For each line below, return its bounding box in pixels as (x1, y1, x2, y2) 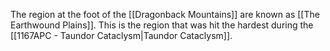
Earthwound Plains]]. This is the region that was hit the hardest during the (10, 19, 314, 31)
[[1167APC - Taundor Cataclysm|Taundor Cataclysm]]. (10, 30, 233, 41)
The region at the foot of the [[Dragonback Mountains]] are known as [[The (10, 9, 320, 20)
